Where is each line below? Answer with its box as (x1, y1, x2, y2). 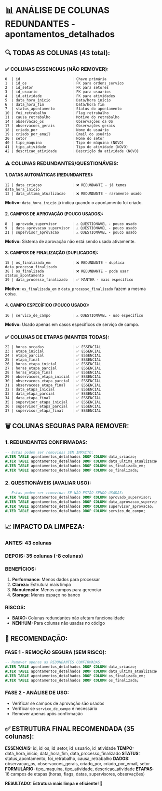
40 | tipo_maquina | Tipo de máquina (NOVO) (5, 140, 124, 145)
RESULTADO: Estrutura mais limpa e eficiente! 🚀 (5, 780, 103, 786)
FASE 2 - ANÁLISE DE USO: (5, 689, 69, 696)
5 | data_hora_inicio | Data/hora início (5, 97, 111, 103)
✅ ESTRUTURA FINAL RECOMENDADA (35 (5, 725, 135, 733)
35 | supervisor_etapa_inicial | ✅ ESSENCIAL (5, 400, 101, 404)
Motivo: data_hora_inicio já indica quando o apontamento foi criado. (5, 200, 143, 205)
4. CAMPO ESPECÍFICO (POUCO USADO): (5, 302, 90, 308)
